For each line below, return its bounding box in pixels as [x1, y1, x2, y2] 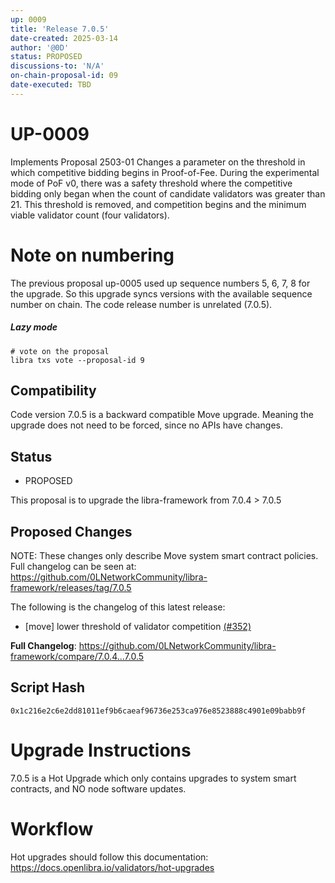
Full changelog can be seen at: [10, 561, 137, 573]
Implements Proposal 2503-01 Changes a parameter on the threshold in [10, 156, 306, 168]
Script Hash [10, 679, 86, 696]
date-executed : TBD [10, 80, 92, 90]
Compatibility [10, 382, 97, 399]
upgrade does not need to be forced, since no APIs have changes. [10, 419, 283, 431]
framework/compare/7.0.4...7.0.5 [10, 651, 145, 663]
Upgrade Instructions [10, 739, 192, 762]
